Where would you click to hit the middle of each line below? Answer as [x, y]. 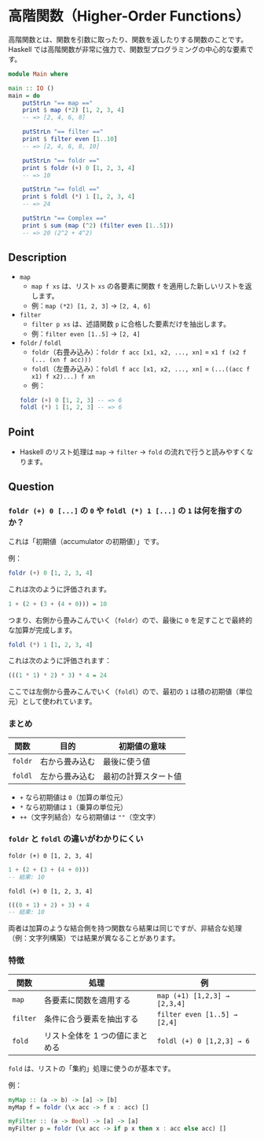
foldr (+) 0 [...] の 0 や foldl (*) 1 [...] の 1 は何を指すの [125, 511]
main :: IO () [31, 88]
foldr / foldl [40, 342]
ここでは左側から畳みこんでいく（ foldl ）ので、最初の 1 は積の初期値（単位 [130, 692]
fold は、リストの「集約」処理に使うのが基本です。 [92, 1068]
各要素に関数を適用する [88, 1000]
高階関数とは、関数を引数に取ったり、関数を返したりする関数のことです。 [128, 39]
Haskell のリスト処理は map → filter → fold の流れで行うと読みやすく [133, 452]
